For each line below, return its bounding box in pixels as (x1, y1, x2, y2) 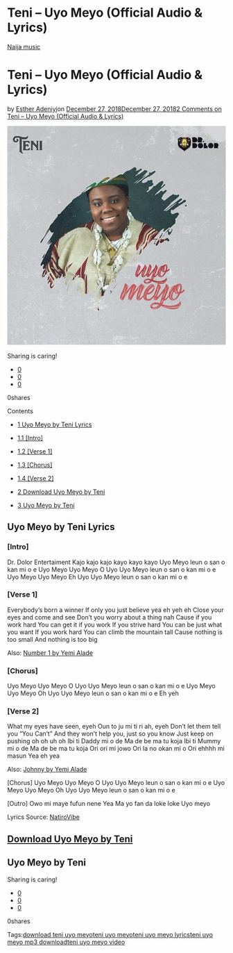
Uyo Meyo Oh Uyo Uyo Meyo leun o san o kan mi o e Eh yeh (7, 689, 179, 697)
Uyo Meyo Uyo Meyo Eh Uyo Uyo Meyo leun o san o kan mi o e (7, 572, 188, 581)
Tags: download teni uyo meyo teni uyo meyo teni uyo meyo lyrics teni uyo (7, 930, 214, 938)
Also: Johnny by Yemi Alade (7, 765, 87, 774)
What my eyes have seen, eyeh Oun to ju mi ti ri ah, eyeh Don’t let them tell (7, 722, 221, 731)
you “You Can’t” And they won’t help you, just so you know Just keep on (7, 729, 214, 738)
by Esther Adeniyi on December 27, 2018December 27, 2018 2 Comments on (7, 104, 222, 113)
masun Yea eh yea (7, 752, 60, 760)
